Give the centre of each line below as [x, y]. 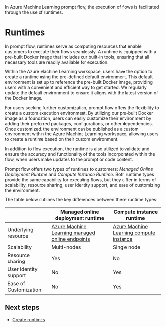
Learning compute [134, 233]
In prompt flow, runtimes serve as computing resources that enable [73, 46]
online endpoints [71, 239]
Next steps [22, 307]
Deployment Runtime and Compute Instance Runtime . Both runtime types [80, 174]
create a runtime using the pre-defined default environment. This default [79, 77]
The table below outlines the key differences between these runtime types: [81, 199]
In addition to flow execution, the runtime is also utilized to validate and [77, 149]
